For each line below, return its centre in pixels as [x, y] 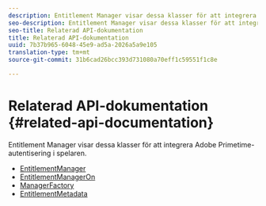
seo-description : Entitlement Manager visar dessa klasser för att [122, 23]
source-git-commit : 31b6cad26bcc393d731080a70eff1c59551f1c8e [113, 60]
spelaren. [72, 153]
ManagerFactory [47, 185]
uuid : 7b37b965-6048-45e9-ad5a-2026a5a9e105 [83, 45]
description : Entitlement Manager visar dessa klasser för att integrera [133, 15]
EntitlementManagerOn [57, 177]
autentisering [30, 153]
